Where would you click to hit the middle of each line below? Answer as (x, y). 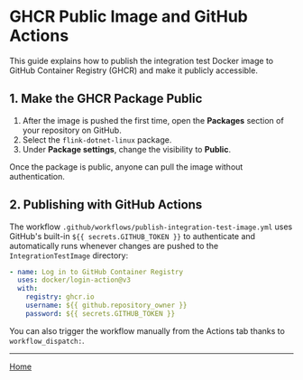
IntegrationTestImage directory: (69, 255)
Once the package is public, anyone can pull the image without (126, 167)
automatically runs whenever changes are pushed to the (114, 246)
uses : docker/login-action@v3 (74, 280)
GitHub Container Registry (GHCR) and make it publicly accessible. (134, 70)
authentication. (37, 176)
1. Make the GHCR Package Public (106, 99)
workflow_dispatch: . (47, 340)
